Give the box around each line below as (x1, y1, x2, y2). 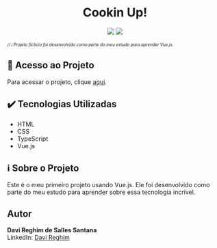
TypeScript (16, 135, 49, 143)
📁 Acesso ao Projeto (7, 59, 94, 71)
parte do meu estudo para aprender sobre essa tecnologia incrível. (7, 188, 196, 196)
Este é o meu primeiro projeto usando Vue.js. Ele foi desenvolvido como (7, 181, 210, 189)
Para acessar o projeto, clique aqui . (7, 77, 107, 86)
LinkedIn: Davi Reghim (7, 234, 71, 242)
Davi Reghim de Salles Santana (7, 226, 97, 234)
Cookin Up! (82, 5, 148, 20)
